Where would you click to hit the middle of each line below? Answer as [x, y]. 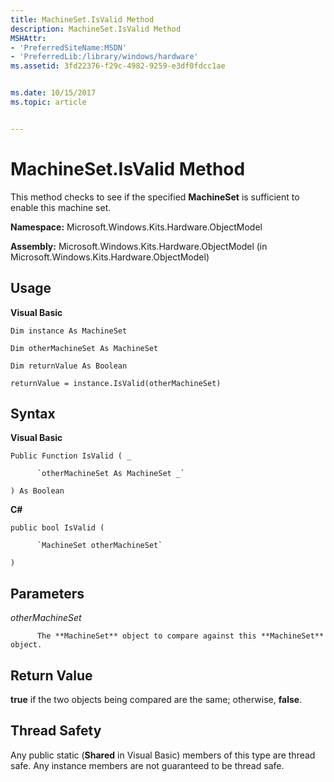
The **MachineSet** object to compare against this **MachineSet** [180, 636]
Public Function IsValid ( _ [71, 456]
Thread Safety [56, 731]
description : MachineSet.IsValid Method [96, 29]
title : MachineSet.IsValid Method [82, 19]
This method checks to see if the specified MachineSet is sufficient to [155, 197]
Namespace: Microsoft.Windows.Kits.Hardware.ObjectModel [136, 227]
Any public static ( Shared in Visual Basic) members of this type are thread [163, 755]
